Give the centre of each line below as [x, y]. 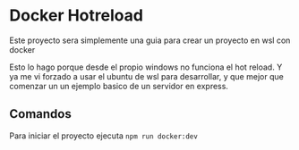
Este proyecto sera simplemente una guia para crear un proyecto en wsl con [150, 40]
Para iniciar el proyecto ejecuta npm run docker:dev [104, 136]
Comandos [40, 114]
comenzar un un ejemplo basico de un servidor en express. [119, 86]
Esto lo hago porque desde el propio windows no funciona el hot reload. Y [146, 67]
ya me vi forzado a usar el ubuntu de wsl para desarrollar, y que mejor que [146, 76]
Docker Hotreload [76, 16]
